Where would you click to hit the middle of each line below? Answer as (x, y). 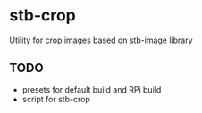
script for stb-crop (56, 99)
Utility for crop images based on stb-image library (101, 40)
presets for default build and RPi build (92, 89)
